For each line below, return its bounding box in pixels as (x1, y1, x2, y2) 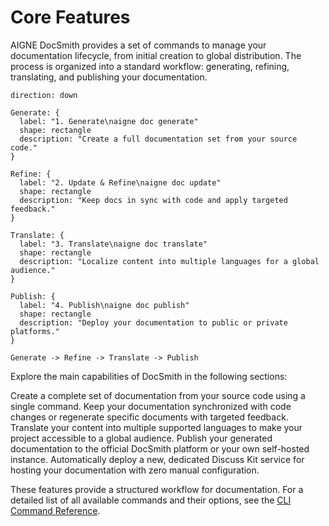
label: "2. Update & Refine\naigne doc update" (19, 177, 222, 188)
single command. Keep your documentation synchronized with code (10, 400, 292, 412)
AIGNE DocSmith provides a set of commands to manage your (10, 39, 267, 51)
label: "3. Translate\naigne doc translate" (19, 239, 208, 249)
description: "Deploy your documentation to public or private (19, 317, 288, 328)
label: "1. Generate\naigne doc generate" (19, 116, 199, 126)
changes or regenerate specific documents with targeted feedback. (10, 411, 289, 423)
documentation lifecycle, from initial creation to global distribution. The (10, 49, 302, 61)
